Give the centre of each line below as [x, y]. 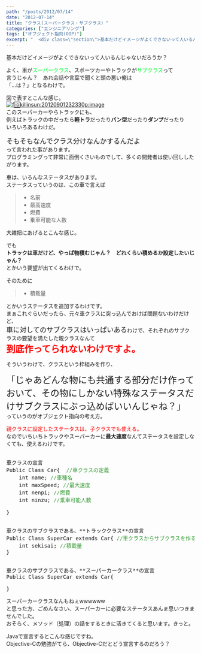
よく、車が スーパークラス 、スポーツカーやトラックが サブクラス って [90, 70]
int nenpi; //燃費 [45, 493]
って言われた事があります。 [40, 149]
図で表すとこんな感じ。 [35, 98]
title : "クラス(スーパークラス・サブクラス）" [57, 23]
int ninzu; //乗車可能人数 [55, 500]
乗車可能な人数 [48, 220]
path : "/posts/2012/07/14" [40, 12]
